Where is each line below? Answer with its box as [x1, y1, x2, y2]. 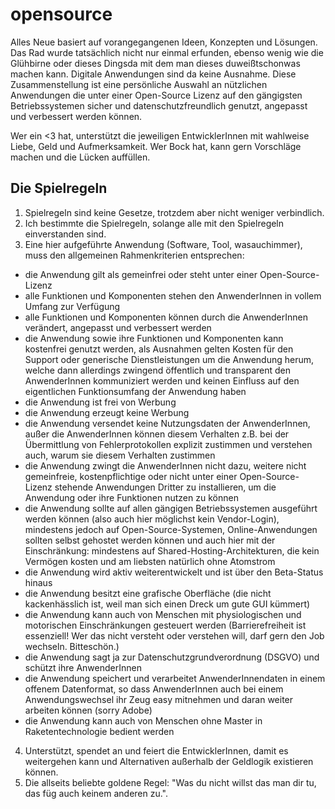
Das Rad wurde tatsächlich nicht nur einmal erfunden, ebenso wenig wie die [10, 46, 324, 58]
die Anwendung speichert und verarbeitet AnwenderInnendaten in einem [24, 672, 326, 684]
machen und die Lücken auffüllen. [10, 151, 151, 163]
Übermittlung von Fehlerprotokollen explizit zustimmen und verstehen [24, 438, 313, 450]
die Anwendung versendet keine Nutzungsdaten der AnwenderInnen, [24, 417, 311, 429]
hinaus [24, 576, 53, 588]
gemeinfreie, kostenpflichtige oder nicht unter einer [24, 470, 238, 482]
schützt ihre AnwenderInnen [24, 661, 142, 673]
